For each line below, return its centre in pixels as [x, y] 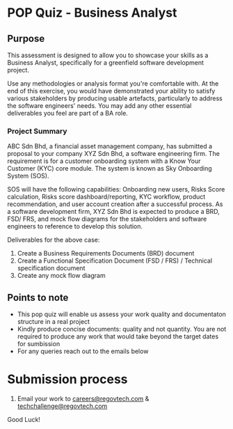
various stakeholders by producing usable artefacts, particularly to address [115, 98]
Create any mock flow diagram [61, 276]
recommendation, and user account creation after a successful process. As [115, 204]
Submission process [67, 379]
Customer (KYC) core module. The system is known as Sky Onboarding [110, 169]
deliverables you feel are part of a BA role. [68, 113]
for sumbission [39, 344]
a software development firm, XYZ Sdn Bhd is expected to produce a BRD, [114, 212]
